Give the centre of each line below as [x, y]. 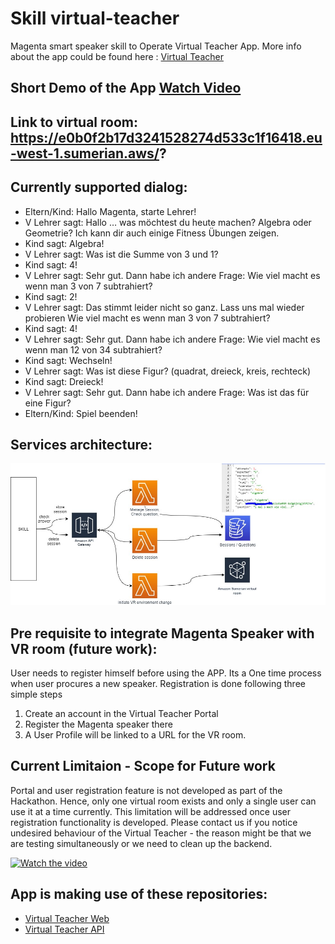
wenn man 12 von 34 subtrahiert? [93, 349]
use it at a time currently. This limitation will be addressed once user [150, 811]
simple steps [36, 694]
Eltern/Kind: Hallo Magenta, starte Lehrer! [110, 211]
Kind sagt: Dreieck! [64, 381]
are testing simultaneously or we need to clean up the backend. [141, 843]
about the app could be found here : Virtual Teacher [117, 56]
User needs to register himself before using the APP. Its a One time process [166, 673]
